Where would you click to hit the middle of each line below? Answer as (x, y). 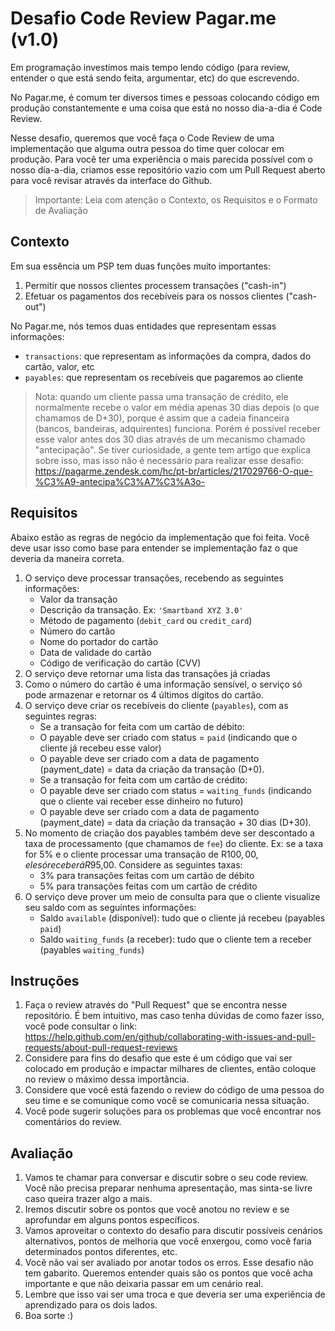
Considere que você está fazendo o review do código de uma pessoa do (174, 1090)
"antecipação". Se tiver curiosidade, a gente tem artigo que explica (173, 449)
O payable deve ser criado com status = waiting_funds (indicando (175, 790)
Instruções (45, 980)
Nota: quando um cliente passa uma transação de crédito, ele (161, 396)
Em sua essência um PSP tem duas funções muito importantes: (141, 266)
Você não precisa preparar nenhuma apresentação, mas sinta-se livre (168, 1188)
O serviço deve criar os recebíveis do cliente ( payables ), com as (156, 705)
